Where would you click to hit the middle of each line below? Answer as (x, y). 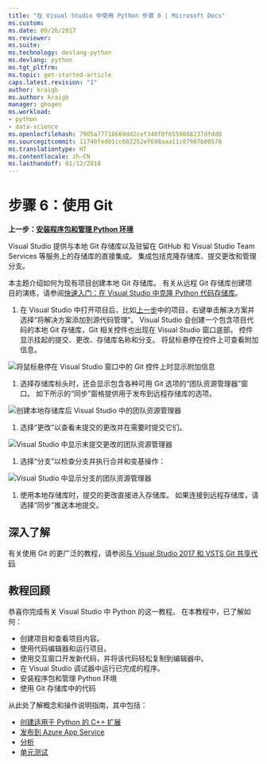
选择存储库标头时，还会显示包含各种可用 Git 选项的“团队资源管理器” (130, 384)
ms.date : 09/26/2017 (43, 30)
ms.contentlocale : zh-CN (49, 156)
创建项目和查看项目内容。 (62, 638)
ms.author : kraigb (39, 97)
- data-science (33, 127)
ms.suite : (25, 45)
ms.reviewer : (30, 38)
